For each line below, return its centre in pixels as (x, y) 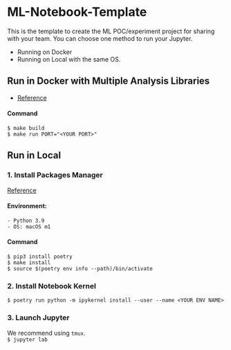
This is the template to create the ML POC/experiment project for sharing (111, 31)
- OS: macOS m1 (29, 227)
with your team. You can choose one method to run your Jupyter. (100, 38)
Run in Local (34, 155)
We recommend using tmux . (46, 333)
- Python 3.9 (26, 221)
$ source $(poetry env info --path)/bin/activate (80, 269)
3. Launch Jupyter (38, 317)
